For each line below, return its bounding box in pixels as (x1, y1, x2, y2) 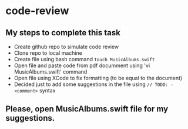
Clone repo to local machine (14, 49, 83, 57)
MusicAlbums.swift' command (14, 68, 88, 75)
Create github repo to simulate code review (14, 43, 119, 50)
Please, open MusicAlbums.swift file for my (5, 104, 169, 114)
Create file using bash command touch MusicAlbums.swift (14, 56, 155, 62)
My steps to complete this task (5, 28, 121, 38)
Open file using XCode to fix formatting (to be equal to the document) (14, 75, 183, 81)
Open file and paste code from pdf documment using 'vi (14, 62, 150, 69)
